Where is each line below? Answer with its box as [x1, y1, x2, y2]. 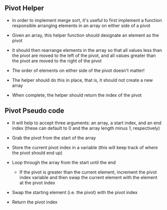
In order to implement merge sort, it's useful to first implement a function [11, 17, 162, 23]
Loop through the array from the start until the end [11, 159, 116, 165]
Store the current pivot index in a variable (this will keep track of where [11, 144, 158, 150]
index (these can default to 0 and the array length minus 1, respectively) [11, 125, 160, 131]
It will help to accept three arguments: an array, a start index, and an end [11, 120, 162, 126]
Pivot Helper [4, 4, 44, 12]
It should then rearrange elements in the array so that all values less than [11, 47, 162, 53]
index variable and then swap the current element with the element [19, 174, 157, 180]
